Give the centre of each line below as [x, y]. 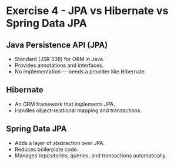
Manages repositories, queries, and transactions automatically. [91, 155]
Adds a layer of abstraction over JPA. [60, 143]
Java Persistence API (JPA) [57, 45]
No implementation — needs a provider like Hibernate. [80, 71]
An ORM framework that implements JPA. [65, 104]
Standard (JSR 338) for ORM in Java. [59, 59]
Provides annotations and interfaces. [59, 65]
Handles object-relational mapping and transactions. [78, 110]
